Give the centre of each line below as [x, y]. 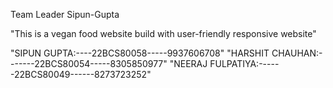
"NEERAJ [188, 63]
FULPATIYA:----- [244, 63]
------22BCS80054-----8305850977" [89, 63]
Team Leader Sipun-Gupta [65, 14]
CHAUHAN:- [297, 53]
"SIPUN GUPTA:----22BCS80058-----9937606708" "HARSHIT [140, 53]
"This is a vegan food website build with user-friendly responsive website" [163, 33]
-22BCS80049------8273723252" [81, 74]
